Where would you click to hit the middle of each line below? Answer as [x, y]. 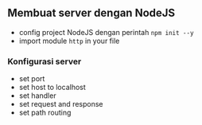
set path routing [45, 113]
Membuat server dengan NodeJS [91, 13]
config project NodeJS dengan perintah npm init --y [106, 32]
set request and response [61, 104]
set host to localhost [52, 88]
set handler [37, 96]
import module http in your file [69, 41]
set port [32, 79]
